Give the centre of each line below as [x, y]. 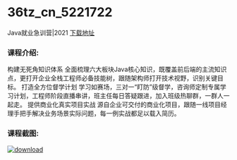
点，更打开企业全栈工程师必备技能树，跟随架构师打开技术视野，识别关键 [112, 78]
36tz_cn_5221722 [60, 12]
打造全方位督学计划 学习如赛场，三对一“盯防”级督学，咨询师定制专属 [121, 87]
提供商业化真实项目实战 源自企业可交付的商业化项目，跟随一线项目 [124, 105]
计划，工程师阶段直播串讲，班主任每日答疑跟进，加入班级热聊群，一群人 [118, 96]
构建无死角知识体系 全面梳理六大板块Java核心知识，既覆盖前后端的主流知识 [117, 69]
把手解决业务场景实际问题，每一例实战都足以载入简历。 [100, 113]
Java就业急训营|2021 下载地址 [51, 32]
